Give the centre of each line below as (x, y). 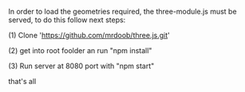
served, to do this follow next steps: (67, 20)
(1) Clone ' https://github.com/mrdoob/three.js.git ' (89, 35)
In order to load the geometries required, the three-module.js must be (122, 11)
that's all (22, 81)
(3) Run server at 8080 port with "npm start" (81, 66)
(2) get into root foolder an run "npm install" (80, 50)
